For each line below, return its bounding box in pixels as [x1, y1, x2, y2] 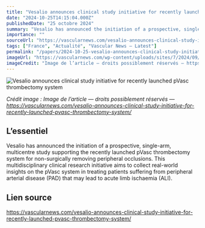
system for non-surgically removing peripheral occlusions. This [6, 155, 166, 163]
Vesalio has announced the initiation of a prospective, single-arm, [6, 142, 171, 150]
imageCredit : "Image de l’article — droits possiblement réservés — [6, 60, 184, 66]
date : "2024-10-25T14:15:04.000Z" [6, 15, 95, 21]
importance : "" [6, 32, 45, 38]
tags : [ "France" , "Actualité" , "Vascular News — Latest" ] [6, 43, 157, 50]
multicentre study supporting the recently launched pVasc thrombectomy [6, 149, 190, 156]
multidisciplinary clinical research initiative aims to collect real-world [6, 161, 178, 169]
